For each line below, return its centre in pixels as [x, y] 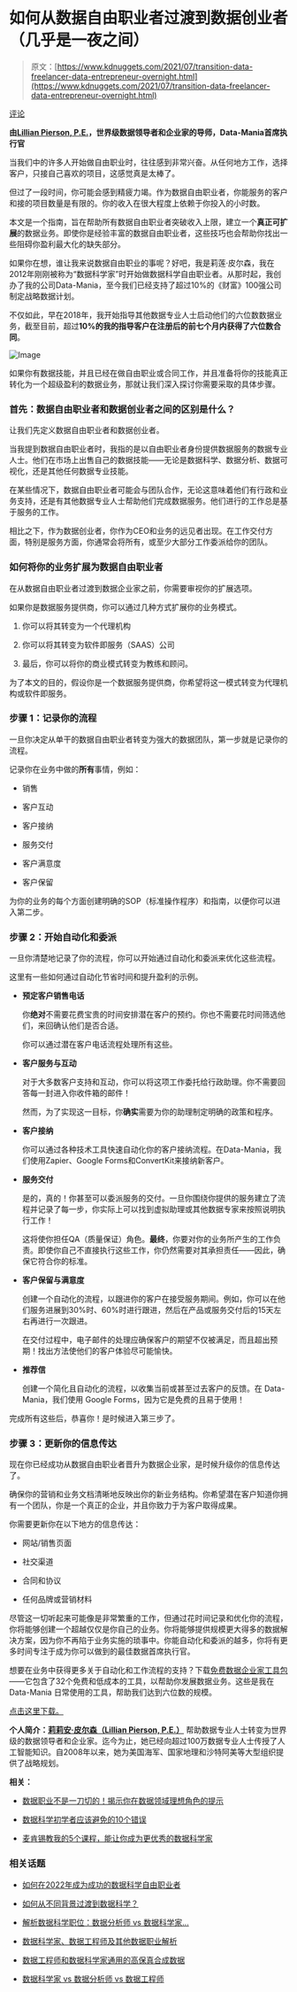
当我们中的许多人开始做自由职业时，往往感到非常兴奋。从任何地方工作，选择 [148, 162]
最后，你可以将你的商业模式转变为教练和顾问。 [107, 663]
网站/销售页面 [47, 1543]
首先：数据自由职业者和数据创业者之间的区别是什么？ [122, 409]
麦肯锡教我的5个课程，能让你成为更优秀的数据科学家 [118, 1839]
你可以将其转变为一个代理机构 [76, 626]
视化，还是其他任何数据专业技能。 [71, 471]
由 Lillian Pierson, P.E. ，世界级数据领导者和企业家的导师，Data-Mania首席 [145, 132]
